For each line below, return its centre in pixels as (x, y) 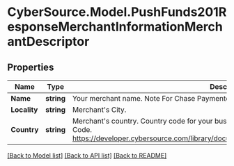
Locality (24, 110)
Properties (31, 67)
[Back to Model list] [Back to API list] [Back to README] (87, 156)
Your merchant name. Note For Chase (134, 98)
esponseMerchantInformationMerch (115, 27)
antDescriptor (48, 42)
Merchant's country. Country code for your (143, 121)
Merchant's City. (99, 110)
